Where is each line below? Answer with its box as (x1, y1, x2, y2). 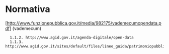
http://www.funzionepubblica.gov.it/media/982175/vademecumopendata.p (7, 20, 162, 26)
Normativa (5, 3, 50, 15)
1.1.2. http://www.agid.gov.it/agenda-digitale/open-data (10, 35, 134, 40)
